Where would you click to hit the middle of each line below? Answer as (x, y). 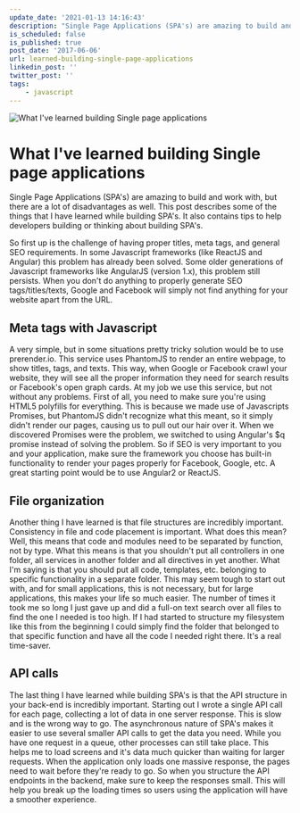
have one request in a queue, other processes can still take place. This (139, 742)
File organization (57, 501)
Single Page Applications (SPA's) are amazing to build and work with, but (143, 197)
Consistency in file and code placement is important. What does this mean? (148, 532)
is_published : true (46, 42)
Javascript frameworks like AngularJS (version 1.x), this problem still (135, 271)
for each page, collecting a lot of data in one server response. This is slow (146, 714)
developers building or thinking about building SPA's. (106, 226)
